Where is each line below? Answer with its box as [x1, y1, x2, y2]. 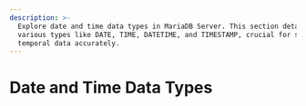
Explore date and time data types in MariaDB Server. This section [17, 22, 280, 31]
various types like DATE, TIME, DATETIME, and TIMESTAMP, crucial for [17, 30, 291, 39]
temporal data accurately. [17, 38, 120, 48]
